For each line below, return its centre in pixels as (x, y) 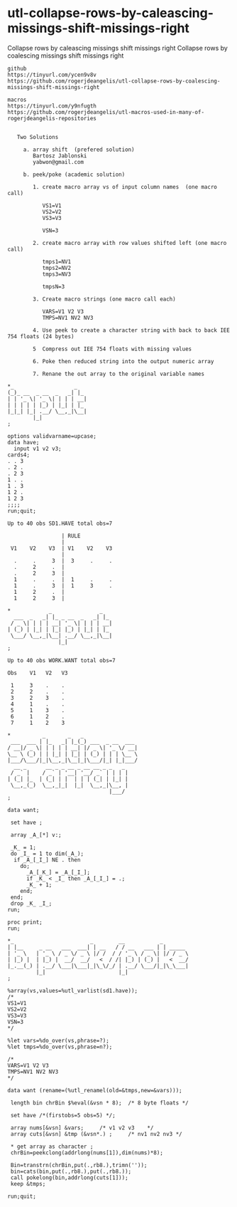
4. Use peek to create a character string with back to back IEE (132, 330)
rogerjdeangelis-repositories (52, 118)
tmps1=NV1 (57, 261)
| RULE (71, 535)
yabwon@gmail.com (58, 162)
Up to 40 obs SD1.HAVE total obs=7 (60, 523)
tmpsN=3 (54, 286)
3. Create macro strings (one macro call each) (104, 299)
